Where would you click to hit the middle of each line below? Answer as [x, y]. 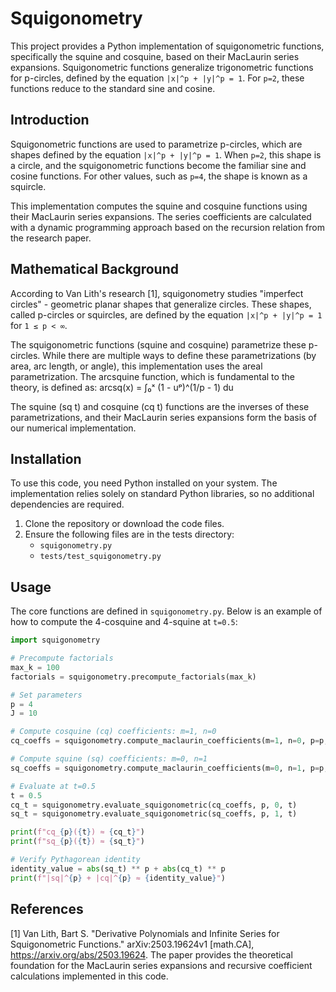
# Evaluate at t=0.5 [53, 786]
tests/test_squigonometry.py [100, 557]
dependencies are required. [67, 504]
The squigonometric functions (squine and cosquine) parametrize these [158, 344]
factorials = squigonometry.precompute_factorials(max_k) [133, 677]
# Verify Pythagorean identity [75, 860]
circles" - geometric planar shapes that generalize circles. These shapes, [161, 304]
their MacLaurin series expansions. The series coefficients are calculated [161, 216]
